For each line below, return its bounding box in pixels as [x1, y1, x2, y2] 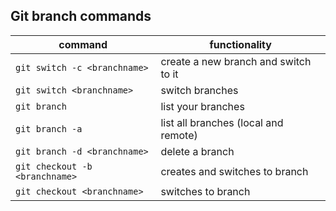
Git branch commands [10, 8, 152, 25]
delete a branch [160, 144, 235, 158]
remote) [160, 128, 198, 142]
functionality [209, 37, 272, 51]
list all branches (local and [160, 115, 284, 129]
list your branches [160, 99, 245, 113]
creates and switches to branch [160, 164, 309, 178]
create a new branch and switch [160, 54, 312, 68]
